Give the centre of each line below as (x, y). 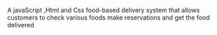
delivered (21, 25)
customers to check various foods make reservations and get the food (108, 17)
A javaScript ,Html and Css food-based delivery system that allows (104, 10)
